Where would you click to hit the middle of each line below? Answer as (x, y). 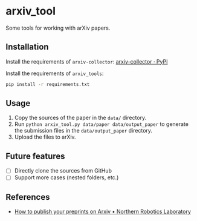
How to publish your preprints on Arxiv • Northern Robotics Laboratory (103, 212)
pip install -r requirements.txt (48, 84)
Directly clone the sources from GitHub (63, 171)
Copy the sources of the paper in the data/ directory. (80, 118)
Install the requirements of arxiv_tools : (55, 73)
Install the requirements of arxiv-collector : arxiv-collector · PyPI (87, 61)
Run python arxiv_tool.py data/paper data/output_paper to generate (101, 124)
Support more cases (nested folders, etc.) (66, 177)
